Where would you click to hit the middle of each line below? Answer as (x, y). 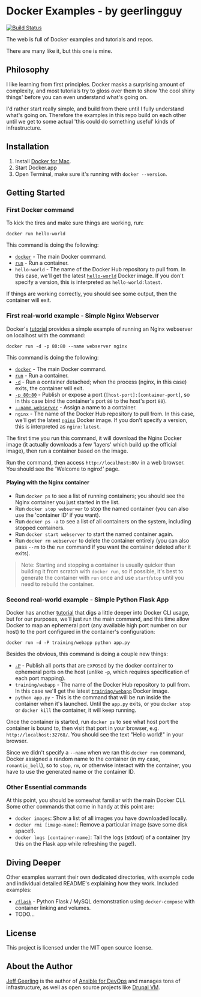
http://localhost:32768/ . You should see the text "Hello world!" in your (95, 735)
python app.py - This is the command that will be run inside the (93, 697)
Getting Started (36, 192)
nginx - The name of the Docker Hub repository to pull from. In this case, (105, 414)
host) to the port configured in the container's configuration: (81, 632)
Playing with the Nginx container (48, 483)
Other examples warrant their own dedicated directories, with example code (100, 877)
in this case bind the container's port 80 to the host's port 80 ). (91, 401)
